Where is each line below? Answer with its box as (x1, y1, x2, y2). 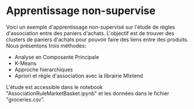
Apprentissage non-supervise (6, 4, 156, 18)
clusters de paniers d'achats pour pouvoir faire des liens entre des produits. (6, 36, 189, 43)
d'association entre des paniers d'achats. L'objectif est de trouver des (6, 29, 174, 36)
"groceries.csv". (6, 96, 45, 103)
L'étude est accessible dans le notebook (6, 83, 103, 90)
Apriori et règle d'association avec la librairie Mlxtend (14, 72, 143, 79)
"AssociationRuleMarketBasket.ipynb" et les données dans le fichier (6, 90, 169, 97)
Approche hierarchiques (14, 66, 73, 73)
